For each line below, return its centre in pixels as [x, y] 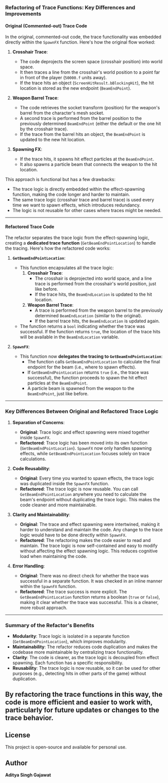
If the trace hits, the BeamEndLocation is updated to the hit [93, 294]
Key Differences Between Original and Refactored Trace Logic [82, 412]
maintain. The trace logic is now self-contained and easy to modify [89, 545]
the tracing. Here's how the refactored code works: [58, 248]
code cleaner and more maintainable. [58, 505]
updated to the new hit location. [52, 140]
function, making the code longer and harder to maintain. [71, 194]
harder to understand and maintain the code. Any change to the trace [91, 529]
